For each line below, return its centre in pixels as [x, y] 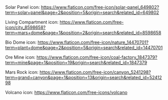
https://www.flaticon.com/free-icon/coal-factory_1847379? [97, 57]
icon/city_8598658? [25, 27]
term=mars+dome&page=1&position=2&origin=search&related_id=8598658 [83, 33]
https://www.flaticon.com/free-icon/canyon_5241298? [95, 72]
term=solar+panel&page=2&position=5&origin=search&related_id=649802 [82, 12]
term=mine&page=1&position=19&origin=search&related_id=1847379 [76, 62]
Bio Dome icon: [21, 42]
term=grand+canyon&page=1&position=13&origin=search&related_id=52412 [84, 77]
